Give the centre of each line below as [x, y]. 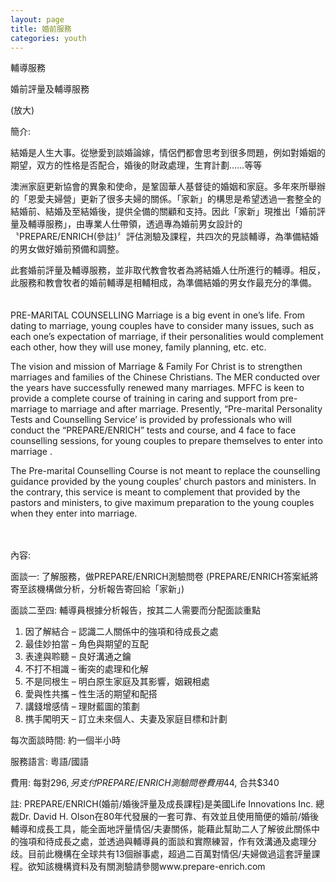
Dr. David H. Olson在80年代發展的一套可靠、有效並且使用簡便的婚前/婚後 [169, 817]
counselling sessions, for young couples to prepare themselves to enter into [166, 441]
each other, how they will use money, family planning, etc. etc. [138, 347]
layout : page [37, 19]
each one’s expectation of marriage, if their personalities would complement [167, 337]
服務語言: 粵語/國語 [50, 762]
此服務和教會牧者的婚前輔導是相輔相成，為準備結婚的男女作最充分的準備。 [163, 283]
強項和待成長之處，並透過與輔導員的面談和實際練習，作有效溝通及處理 [163, 842]
